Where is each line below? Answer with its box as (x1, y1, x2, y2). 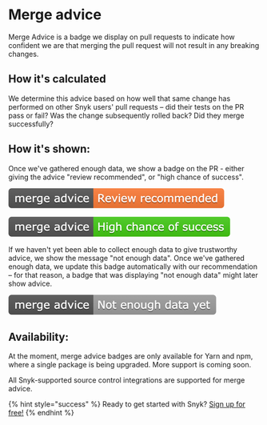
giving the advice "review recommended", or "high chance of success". (8, 172, 244, 182)
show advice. (8, 279, 53, 288)
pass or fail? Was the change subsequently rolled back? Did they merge (8, 110, 245, 120)
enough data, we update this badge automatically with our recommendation (8, 262, 258, 271)
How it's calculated (8, 72, 106, 86)
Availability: (8, 330, 70, 343)
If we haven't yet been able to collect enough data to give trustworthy (8, 244, 237, 254)
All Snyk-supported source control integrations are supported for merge (8, 375, 245, 385)
